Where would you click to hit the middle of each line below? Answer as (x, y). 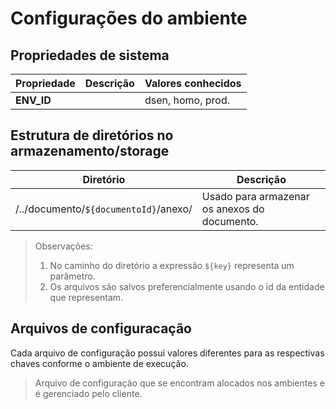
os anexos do (233, 209)
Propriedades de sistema (90, 55)
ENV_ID (33, 100)
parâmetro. (72, 276)
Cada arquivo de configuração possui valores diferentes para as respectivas (167, 353)
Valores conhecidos (193, 83)
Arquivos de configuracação (101, 328)
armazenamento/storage (90, 151)
